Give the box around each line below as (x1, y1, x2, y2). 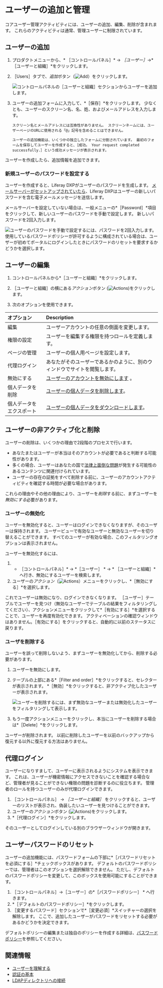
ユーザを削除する (5, 638, 45, 645)
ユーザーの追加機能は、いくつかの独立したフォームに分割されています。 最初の (12, 137, 147, 142)
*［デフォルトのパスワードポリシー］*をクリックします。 (12, 901, 127, 907)
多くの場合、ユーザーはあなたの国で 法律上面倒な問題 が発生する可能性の (12, 462, 157, 468)
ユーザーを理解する (12, 965, 51, 971)
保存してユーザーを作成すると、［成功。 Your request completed (23, 142, 140, 147)
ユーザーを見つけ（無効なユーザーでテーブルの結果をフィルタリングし (17, 600, 158, 606)
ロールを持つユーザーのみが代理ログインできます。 (13, 786, 115, 792)
